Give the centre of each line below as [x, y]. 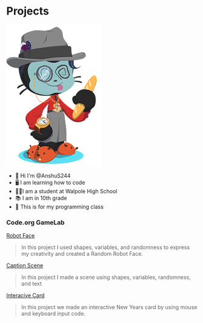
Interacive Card [25, 296]
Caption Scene [25, 265]
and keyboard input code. [53, 314]
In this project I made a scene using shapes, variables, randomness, [106, 278]
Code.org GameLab [35, 222]
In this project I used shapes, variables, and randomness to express [105, 247]
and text [32, 284]
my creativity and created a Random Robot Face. [82, 254]
